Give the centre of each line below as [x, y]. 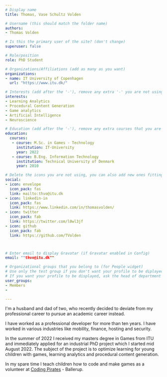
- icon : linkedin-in [27, 198]
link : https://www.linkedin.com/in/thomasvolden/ [62, 208]
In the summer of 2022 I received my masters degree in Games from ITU [80, 339]
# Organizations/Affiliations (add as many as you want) [65, 69]
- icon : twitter [22, 212]
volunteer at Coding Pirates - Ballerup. [44, 370]
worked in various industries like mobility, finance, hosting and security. [79, 329]
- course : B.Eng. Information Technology [55, 157]
